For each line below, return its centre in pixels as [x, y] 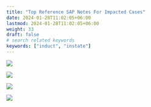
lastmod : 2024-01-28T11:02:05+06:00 [53, 23]
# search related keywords [40, 40]
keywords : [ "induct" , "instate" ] [49, 46]
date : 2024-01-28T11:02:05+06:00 [49, 18]
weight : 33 [20, 29]
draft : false [23, 35]
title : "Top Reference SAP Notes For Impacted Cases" [76, 12]
